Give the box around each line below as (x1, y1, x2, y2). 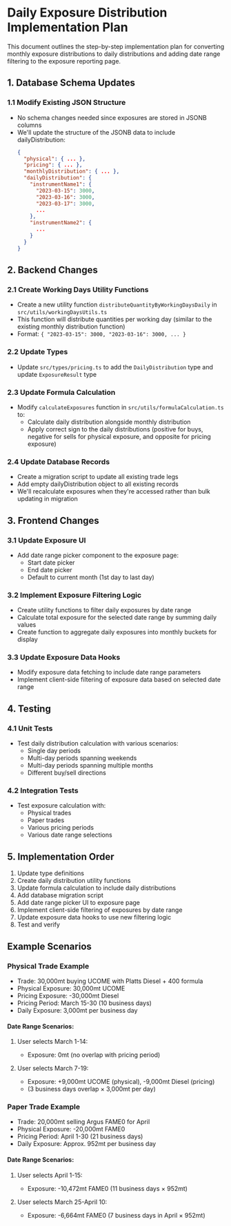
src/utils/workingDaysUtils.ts (17, 309, 108, 316)
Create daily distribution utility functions (17, 877, 131, 885)
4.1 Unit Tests (7, 723, 53, 733)
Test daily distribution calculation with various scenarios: (17, 739, 179, 748)
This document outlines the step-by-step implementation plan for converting (7, 42, 225, 50)
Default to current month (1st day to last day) (27, 573, 155, 581)
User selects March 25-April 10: (17, 1198, 108, 1206)
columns (17, 121, 42, 129)
